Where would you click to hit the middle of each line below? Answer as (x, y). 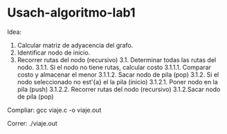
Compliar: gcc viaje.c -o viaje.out (54, 110)
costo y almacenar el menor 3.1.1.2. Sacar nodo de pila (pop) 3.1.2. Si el (118, 75)
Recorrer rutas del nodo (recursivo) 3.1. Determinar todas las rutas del (117, 59)
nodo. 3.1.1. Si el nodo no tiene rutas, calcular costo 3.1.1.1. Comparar (114, 67)
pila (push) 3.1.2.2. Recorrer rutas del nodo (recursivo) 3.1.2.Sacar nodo (119, 89)
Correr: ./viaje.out (32, 123)
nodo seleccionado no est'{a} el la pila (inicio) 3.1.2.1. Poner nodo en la (117, 82)
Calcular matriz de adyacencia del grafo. (75, 45)
